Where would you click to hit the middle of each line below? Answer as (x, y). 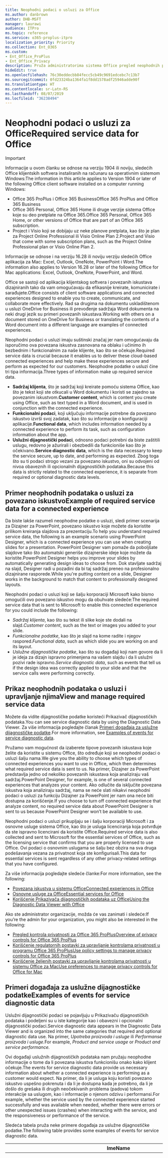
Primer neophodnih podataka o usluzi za (69, 493)
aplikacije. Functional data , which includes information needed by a (82, 424)
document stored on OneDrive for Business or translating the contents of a (82, 320)
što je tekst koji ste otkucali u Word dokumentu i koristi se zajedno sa (83, 392)
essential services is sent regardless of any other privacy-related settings (81, 858)
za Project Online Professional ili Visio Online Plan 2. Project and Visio (83, 236)
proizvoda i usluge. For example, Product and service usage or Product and (83, 1042)
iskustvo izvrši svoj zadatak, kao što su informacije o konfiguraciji (80, 419)
